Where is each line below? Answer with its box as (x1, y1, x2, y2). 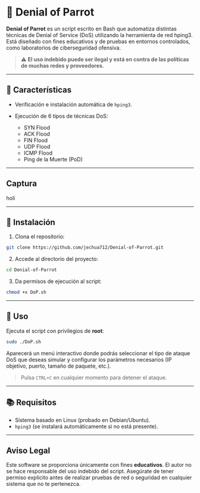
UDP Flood (23, 143, 51, 150)
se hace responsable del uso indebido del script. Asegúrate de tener (6, 468, 174, 475)
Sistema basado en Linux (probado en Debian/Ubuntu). (14, 416, 151, 423)
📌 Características (6, 85, 72, 95)
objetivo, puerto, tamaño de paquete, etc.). (6, 362, 111, 369)
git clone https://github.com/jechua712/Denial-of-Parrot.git (6, 245, 164, 251)
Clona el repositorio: (14, 233, 65, 241)
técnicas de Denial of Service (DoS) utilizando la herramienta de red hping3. (6, 31, 193, 38)
